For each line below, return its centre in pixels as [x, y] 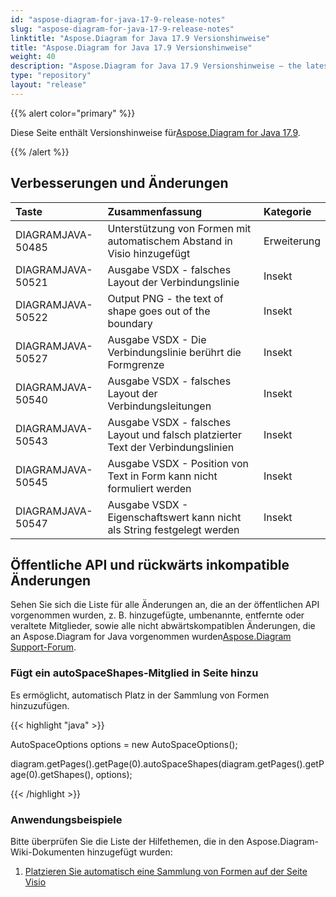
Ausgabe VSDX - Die [157, 339]
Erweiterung [292, 241]
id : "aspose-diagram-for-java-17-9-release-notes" [118, 19]
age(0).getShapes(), [52, 774]
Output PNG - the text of [165, 298]
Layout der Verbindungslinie [173, 282]
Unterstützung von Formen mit [179, 228]
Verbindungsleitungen [159, 406]
